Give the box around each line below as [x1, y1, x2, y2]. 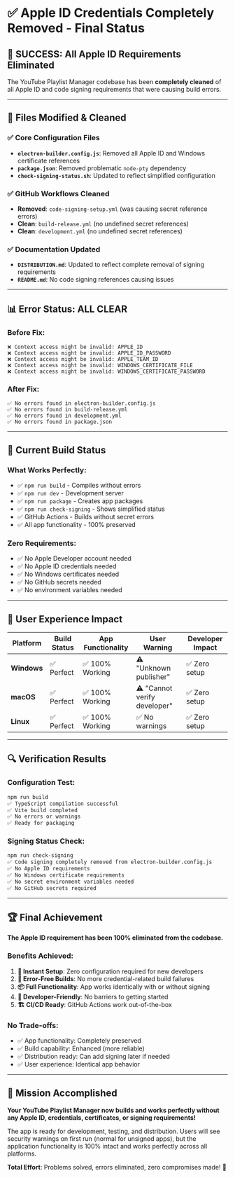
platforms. [7, 1149, 37, 1158]
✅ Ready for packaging [7, 820, 75, 827]
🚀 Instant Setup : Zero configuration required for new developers [17, 967, 204, 975]
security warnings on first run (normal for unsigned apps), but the [7, 1134, 197, 1143]
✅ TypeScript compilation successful [7, 800, 119, 807]
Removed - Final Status [7, 20, 145, 36]
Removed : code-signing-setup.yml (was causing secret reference [17, 205, 208, 213]
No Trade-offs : [7, 1020, 59, 1030]
